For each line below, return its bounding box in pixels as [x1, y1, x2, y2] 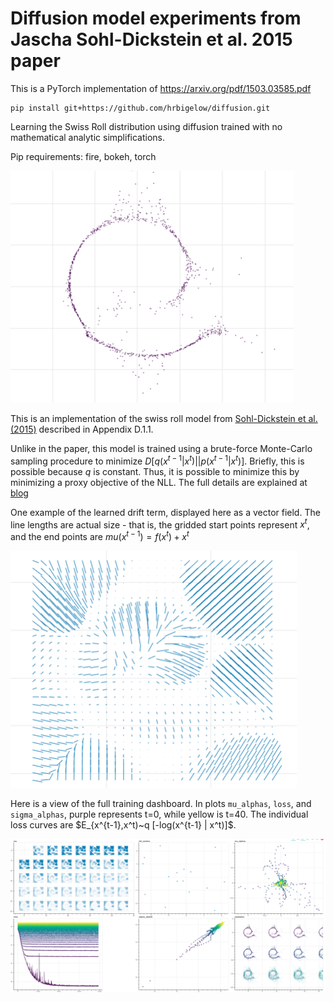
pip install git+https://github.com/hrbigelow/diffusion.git [10, 103, 271, 113]
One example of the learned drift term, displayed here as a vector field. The [10, 506, 321, 518]
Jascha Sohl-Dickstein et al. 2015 [10, 28, 293, 51]
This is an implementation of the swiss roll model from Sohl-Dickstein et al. [10, 412, 318, 424]
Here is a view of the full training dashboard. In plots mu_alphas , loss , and [10, 797, 312, 809]
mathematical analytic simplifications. [10, 131, 166, 143]
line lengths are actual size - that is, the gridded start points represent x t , [10, 517, 310, 531]
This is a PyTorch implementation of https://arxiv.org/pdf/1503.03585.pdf [10, 82, 312, 94]
